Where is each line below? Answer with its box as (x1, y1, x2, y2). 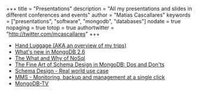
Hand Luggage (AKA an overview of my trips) (14, 42, 127, 49)
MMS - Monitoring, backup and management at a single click (14, 74, 165, 80)
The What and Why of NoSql (14, 55, 85, 61)
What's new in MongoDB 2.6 (14, 48, 85, 55)
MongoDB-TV (14, 80, 49, 87)
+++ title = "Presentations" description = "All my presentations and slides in (6, 5, 192, 12)
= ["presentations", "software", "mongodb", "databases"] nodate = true (6, 18, 181, 24)
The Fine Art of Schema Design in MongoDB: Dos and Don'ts (14, 61, 165, 68)
